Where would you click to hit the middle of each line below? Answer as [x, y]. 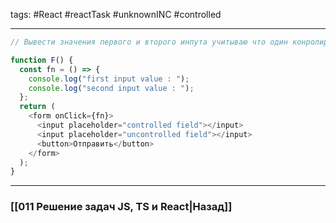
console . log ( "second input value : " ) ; [111, 88]
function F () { [42, 60]
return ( [37, 107]
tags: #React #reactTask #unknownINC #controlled [116, 14]
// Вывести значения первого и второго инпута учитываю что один [149, 42]
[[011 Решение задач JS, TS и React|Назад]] [121, 207]
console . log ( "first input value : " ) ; [109, 79]
